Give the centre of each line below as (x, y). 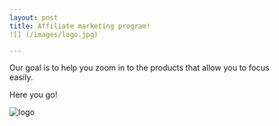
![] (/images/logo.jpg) (54, 34)
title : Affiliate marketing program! (80, 26)
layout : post (34, 18)
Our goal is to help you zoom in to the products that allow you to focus (139, 67)
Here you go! (33, 94)
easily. (21, 77)
